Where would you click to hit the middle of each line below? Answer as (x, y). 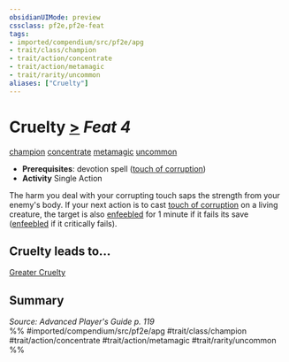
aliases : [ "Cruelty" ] (49, 83)
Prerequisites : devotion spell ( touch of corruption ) (114, 168)
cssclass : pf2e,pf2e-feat (57, 26)
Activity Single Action (62, 178)
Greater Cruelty (38, 273)
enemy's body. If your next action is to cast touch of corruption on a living (144, 204)
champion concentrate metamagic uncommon (93, 151)
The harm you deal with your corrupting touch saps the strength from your (145, 195)
